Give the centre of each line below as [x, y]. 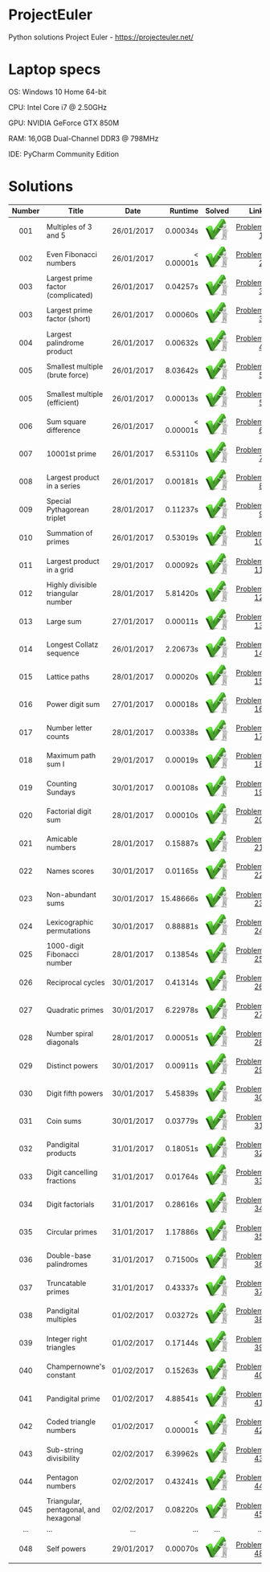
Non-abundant [72, 894]
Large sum [64, 621]
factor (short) [69, 319]
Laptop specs [55, 69]
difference [64, 431]
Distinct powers [73, 1065]
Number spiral [70, 1033]
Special [59, 501]
